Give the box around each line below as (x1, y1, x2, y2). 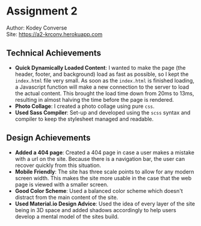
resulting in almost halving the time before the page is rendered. (14, 96, 175, 103)
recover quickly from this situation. (14, 162, 101, 169)
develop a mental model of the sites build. (14, 213, 119, 220)
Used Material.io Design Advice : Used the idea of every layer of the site (14, 200, 196, 207)
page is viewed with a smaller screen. (14, 181, 108, 188)
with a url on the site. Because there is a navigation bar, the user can (14, 155, 185, 162)
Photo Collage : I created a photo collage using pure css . (14, 102, 155, 110)
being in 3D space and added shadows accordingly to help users (14, 206, 176, 213)
